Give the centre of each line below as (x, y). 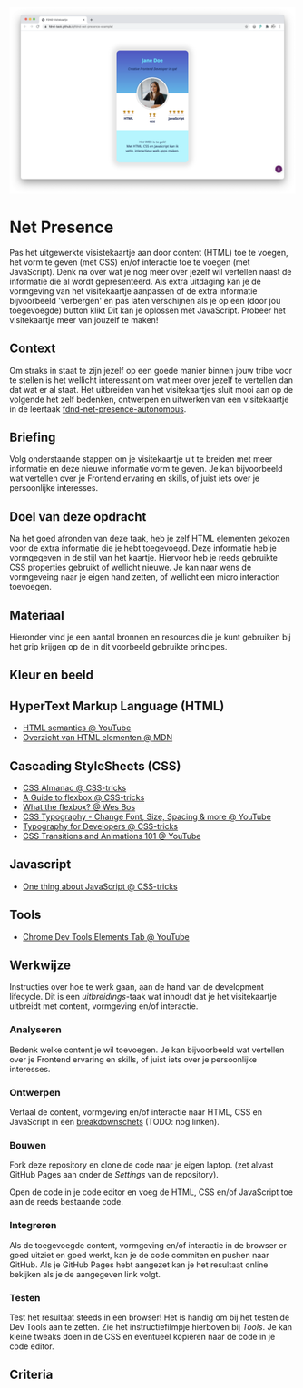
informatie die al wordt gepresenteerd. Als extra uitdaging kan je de (135, 281)
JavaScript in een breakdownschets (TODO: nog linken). (114, 1122)
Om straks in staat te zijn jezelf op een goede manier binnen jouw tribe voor (151, 370)
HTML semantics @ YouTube (77, 728)
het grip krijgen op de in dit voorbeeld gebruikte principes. (118, 646)
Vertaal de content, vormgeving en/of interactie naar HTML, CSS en (136, 1112)
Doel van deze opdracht (78, 517)
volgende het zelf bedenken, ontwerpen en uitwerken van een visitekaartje (149, 399)
